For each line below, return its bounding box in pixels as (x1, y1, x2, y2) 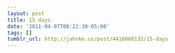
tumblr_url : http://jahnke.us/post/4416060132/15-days (7, 36, 169, 43)
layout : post (7, 10, 45, 17)
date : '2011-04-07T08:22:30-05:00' (7, 23, 110, 30)
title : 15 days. (7, 17, 54, 23)
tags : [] (7, 29, 33, 36)
